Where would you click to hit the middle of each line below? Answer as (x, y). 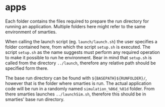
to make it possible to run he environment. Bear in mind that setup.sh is (78, 57)
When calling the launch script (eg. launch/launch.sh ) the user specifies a (81, 41)
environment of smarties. (31, 32)
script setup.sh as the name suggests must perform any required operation (82, 52)
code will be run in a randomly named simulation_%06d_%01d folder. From (80, 88)
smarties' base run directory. (35, 99)
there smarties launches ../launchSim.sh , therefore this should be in (76, 94)
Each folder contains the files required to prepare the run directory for (77, 21)
